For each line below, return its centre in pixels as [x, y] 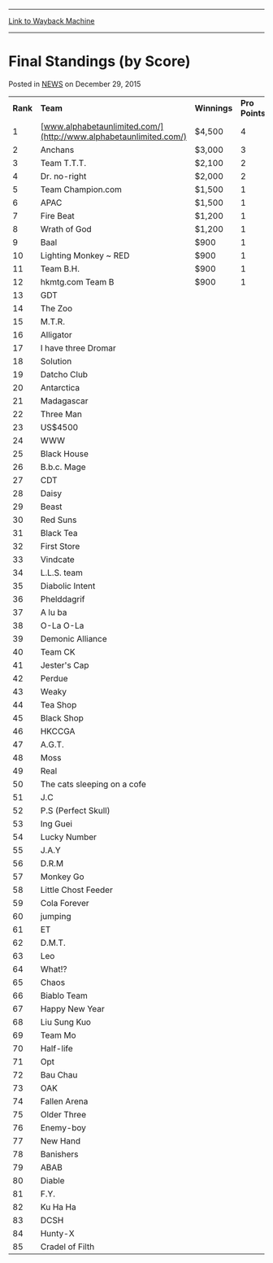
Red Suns [58, 520]
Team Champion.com [81, 189]
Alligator [56, 334]
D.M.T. [53, 943]
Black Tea [59, 533]
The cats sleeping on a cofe [93, 784]
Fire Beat [57, 216]
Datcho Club [64, 374]
